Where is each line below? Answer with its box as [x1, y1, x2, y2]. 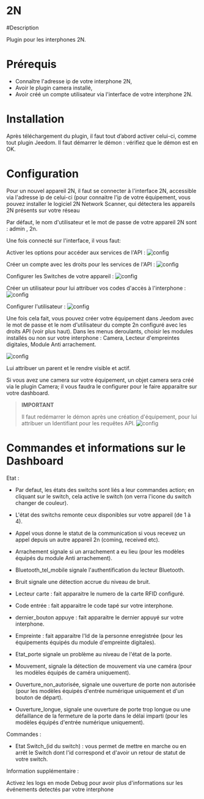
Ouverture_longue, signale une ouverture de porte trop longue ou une [15, 705, 191, 713]
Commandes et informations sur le [6, 441, 186, 455]
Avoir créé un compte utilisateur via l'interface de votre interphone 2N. [15, 90, 193, 98]
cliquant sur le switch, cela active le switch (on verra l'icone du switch [15, 493, 191, 500]
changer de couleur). [15, 499, 68, 506]
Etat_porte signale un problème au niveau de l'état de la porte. [15, 650, 172, 657]
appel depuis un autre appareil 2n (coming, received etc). [15, 536, 160, 543]
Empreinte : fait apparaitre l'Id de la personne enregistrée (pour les [15, 632, 183, 639]
